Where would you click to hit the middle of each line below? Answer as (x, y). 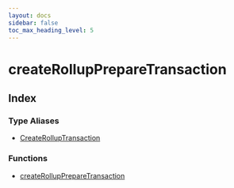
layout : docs (30, 15)
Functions (28, 159)
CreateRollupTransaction (60, 138)
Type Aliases (34, 121)
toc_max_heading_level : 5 (51, 30)
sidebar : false (33, 23)
